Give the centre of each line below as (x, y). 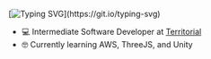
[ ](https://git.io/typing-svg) (84, 14)
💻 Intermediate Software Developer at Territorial (111, 32)
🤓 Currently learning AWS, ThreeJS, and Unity (107, 44)
